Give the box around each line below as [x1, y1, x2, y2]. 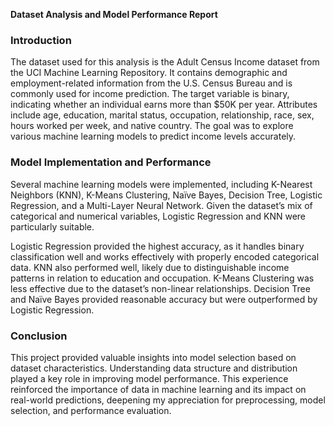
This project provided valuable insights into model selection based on [10, 351, 297, 363]
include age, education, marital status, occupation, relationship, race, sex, [10, 109, 315, 121]
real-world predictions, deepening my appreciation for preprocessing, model [10, 394, 326, 406]
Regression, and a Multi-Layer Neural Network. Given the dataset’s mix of [10, 199, 313, 211]
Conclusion [10, 329, 68, 343]
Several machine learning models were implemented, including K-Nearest [10, 178, 313, 190]
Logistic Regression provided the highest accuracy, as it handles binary [10, 240, 305, 252]
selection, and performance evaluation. [10, 404, 172, 416]
